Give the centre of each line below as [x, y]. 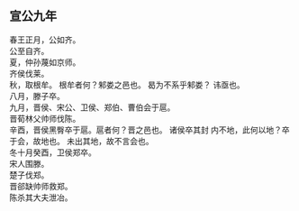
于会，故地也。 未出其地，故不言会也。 [82, 141]
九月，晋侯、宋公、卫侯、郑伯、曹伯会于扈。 [92, 107]
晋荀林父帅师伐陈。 [45, 118]
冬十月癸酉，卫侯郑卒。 [53, 152]
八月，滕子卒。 [37, 96]
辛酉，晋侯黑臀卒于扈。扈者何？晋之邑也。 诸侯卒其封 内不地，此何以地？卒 [149, 130]
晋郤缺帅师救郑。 [41, 186]
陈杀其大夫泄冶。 [41, 197]
